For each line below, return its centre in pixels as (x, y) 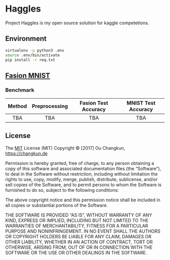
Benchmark (20, 90)
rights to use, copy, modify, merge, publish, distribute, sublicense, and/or (81, 179)
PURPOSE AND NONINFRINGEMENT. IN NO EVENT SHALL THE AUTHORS (83, 231)
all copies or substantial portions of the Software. (56, 205)
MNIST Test (141, 103)
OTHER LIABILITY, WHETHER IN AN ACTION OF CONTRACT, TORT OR (79, 242)
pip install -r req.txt (30, 60)
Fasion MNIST (28, 76)
